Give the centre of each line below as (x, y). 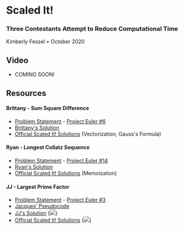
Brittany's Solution (37, 127)
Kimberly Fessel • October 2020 (45, 41)
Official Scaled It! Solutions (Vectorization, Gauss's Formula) (88, 134)
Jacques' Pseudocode (42, 206)
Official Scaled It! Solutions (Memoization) (66, 173)
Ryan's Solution (34, 167)
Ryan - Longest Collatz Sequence (48, 147)
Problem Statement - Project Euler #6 (60, 121)
